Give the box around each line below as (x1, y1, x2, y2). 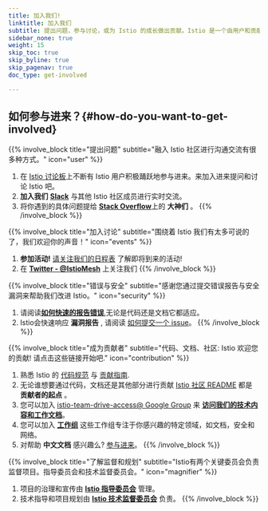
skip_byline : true (8, 57, 69, 65)
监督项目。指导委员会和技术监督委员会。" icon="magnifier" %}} (8, 467, 218, 477)
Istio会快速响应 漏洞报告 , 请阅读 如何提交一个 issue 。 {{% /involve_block (19, 318, 260, 327)
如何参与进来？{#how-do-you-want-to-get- (8, 109, 229, 124)
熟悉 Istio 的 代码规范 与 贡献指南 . (19, 370, 130, 380)
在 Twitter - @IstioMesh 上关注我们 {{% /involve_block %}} (19, 264, 217, 274)
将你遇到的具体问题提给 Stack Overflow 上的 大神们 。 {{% (19, 201, 213, 212)
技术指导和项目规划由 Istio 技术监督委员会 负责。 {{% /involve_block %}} (19, 494, 259, 504)
